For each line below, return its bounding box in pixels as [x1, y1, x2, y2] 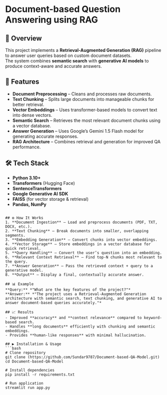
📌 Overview [5, 34, 42, 42]
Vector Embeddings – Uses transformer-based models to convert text [12, 106, 157, 113]
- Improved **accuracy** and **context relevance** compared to [5, 315, 142, 320]
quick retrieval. [5, 246, 41, 251]
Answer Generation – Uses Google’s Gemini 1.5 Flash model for [12, 128, 144, 134]
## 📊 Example [5, 281, 34, 287]
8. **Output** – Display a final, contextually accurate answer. [5, 272, 144, 277]
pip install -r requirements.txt [5, 372, 75, 377]
